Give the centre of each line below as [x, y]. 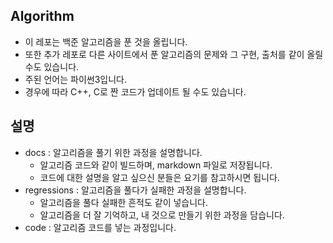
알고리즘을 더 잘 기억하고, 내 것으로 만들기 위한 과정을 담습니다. [162, 215]
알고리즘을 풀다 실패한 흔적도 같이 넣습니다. [124, 202]
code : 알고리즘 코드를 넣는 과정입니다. [100, 227]
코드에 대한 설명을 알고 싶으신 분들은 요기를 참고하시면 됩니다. [159, 177]
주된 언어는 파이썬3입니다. [76, 79]
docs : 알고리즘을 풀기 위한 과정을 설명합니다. [113, 152]
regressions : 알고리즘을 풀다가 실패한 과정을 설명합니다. [135, 190]
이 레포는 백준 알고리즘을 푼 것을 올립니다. [106, 41]
